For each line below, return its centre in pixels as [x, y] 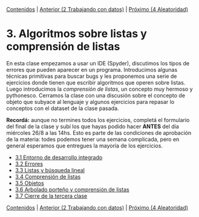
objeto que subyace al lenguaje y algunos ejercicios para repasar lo [90, 102]
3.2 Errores [29, 164]
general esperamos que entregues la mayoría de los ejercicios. [85, 146]
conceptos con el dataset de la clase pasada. [63, 108]
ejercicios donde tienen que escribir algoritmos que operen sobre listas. [96, 82]
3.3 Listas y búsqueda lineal [50, 170]
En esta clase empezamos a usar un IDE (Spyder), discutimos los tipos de [98, 63]
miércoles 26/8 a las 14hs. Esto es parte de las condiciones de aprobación [99, 132]
